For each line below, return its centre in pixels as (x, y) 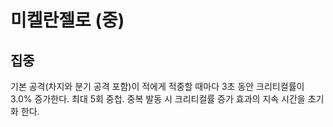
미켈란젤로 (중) (67, 20)
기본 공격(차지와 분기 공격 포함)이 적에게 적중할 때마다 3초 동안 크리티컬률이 (157, 86)
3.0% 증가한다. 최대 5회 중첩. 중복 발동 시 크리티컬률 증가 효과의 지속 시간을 (158, 99)
